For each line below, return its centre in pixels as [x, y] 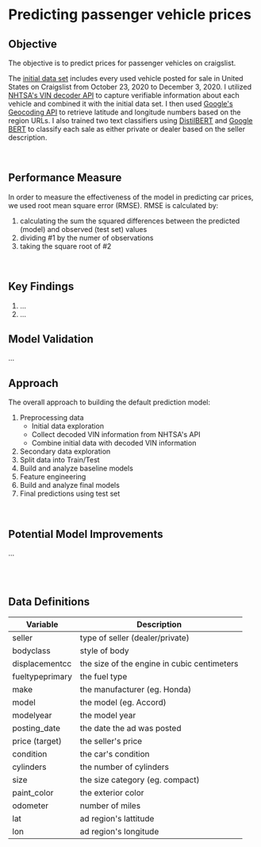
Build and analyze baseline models [76, 468]
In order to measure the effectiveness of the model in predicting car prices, [131, 197]
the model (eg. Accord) [123, 702]
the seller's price [111, 741]
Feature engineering [53, 477]
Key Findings [41, 286]
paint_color [33, 792]
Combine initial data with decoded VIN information [114, 443]
